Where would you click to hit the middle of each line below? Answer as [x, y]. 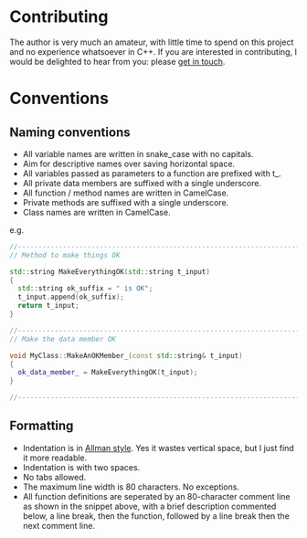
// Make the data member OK [63, 339]
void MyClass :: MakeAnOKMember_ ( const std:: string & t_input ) [127, 355]
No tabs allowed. [54, 477]
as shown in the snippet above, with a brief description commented [149, 506]
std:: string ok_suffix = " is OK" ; [85, 289]
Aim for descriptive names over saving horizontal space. [129, 164]
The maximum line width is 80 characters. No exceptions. [131, 487]
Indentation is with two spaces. [81, 467]
